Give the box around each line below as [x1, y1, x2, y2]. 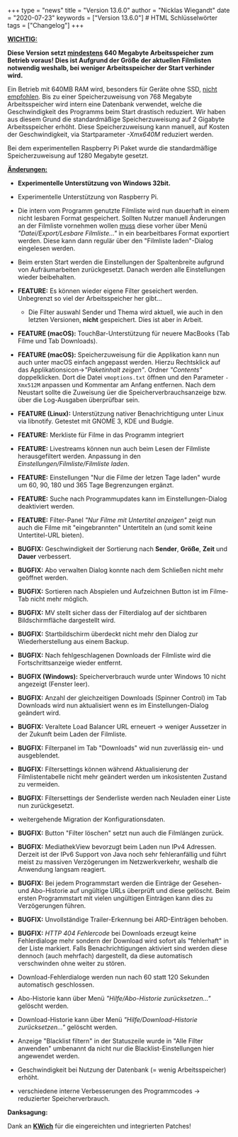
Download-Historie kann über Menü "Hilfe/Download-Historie [17, 1016, 198, 1024]
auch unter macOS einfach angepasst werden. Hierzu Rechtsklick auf [17, 358, 221, 366]
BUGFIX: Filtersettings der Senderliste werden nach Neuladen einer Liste [17, 794, 232, 802]
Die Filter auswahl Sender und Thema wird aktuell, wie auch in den [28, 308, 223, 316]
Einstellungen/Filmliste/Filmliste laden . [17, 460, 130, 467]
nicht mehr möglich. [30, 595, 89, 603]
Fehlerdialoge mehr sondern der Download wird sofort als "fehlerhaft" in [17, 936, 229, 945]
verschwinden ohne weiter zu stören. [17, 959, 126, 967]
